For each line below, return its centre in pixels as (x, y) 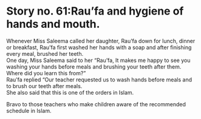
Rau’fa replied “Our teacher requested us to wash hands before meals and (99, 80)
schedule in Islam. (29, 110)
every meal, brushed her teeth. (45, 53)
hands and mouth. (53, 24)
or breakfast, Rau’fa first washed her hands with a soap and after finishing (99, 47)
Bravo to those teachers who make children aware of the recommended (96, 104)
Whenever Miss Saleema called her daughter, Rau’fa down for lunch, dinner (101, 41)
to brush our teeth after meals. (44, 86)
